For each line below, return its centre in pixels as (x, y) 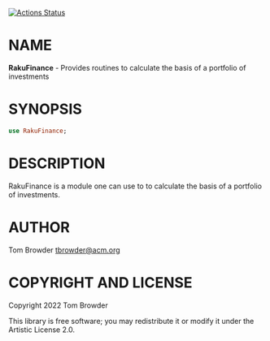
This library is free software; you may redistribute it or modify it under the (131, 321)
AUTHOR (39, 227)
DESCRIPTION (57, 163)
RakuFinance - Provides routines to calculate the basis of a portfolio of (127, 67)
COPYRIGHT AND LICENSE (100, 282)
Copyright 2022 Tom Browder (58, 305)
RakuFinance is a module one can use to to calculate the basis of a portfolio (135, 186)
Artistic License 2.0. (42, 330)
